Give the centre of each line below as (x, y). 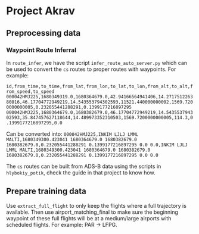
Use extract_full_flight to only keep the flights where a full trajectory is (96, 205)
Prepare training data (46, 191)
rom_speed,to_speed (30, 91)
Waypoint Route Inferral (41, 50)
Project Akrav (41, 11)
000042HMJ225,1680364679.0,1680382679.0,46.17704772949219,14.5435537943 (100, 112)
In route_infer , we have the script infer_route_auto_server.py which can (97, 63)
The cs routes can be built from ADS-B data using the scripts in (84, 166)
